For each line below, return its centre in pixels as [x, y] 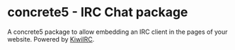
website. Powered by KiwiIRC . [51, 39]
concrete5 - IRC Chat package [98, 12]
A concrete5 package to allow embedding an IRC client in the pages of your [117, 32]
